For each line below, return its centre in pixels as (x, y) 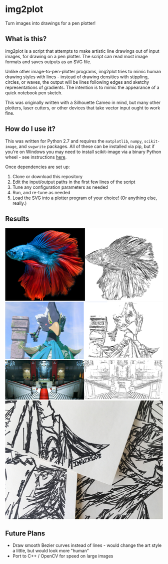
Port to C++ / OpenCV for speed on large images (63, 556)
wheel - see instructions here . (36, 157)
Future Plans (25, 533)
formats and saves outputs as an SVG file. (48, 62)
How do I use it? (30, 129)
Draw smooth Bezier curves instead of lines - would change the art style (87, 545)
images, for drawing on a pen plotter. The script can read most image (77, 56)
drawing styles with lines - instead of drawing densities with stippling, (77, 77)
